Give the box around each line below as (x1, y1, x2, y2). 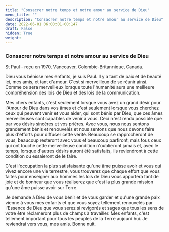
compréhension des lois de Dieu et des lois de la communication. (5, 89, 141, 96)
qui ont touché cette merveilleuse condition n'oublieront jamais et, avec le (5, 143, 159, 149)
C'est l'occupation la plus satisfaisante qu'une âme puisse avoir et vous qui (5, 163, 161, 169)
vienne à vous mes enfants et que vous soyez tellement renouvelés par (5, 200, 153, 206)
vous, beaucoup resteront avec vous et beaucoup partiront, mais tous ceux (5, 137, 161, 143)
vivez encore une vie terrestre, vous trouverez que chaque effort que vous (5, 168, 160, 174)
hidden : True (5, 31, 33, 36)
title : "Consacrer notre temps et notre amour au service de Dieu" (5, 7, 150, 13)
